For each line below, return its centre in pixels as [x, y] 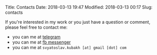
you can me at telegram [36, 37]
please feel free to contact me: [36, 27]
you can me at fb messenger [41, 42]
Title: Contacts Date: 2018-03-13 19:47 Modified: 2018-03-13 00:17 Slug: [79, 7]
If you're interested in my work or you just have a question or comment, [78, 22]
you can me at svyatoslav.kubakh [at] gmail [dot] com [69, 47]
